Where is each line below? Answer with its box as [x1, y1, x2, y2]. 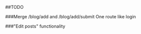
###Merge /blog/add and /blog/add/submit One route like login [5, 14, 136, 19]
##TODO [5, 4, 24, 10]
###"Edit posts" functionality [5, 23, 65, 29]
